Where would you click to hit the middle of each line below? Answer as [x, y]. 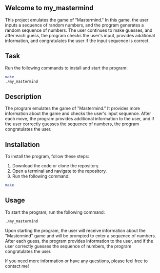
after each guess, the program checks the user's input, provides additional [80, 35]
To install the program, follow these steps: [47, 156]
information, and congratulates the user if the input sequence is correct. [77, 41]
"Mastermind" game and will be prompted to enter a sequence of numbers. [80, 236]
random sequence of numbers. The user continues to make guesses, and [79, 30]
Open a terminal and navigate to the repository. [60, 171]
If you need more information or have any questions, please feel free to [76, 261]
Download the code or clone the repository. [56, 166]
